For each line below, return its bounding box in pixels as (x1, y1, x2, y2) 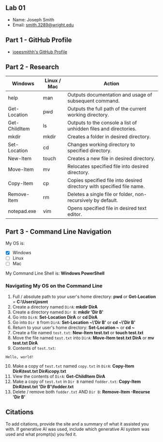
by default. (93, 197, 118, 204)
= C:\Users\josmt (12, 298, 48, 305)
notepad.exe (8, 208, 37, 215)
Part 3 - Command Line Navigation (5, 228, 112, 236)
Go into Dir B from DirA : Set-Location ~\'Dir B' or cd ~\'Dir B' (12, 319, 136, 325)
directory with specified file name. (67, 183, 145, 190)
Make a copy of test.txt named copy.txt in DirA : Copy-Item (12, 363, 134, 369)
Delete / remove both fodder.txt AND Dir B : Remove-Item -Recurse (12, 389, 150, 394)
